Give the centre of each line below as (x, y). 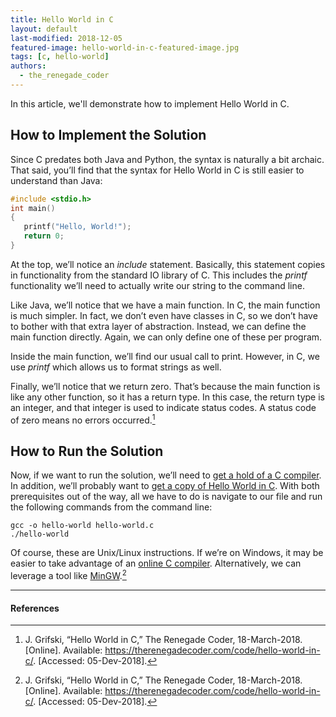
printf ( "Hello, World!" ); (77, 227)
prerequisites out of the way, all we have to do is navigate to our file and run (166, 497)
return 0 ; (44, 236)
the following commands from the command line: (111, 507)
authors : (28, 66)
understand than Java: (56, 180)
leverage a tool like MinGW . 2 (68, 575)
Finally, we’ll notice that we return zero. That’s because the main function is (165, 386)
